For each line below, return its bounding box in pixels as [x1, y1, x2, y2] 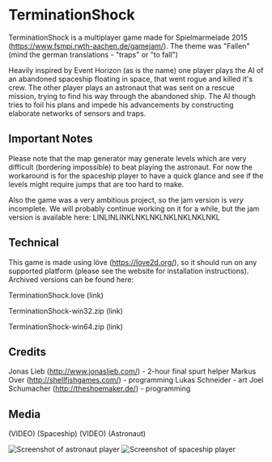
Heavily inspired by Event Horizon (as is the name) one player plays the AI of [8, 65, 264, 75]
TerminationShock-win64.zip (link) [8, 322, 124, 332]
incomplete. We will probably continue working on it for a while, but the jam [8, 203, 260, 213]
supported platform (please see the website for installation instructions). [8, 266, 249, 276]
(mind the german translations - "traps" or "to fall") [8, 49, 178, 59]
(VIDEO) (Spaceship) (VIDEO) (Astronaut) [8, 429, 147, 438]
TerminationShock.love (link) [8, 290, 104, 300]
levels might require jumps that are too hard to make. [8, 179, 185, 189]
